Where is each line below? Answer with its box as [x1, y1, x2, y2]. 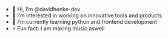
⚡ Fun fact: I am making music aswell [12, 25, 105, 32]
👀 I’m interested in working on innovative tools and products [12, 12, 163, 19]
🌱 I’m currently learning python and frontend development [12, 18, 158, 25]
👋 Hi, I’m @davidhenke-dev [12, 6, 81, 12]
